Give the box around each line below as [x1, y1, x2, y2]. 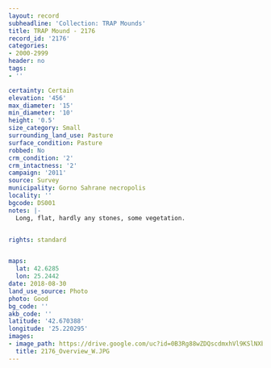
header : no [8, 57, 45, 65]
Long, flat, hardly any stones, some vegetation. [15, 214, 186, 222]
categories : [8, 42, 48, 50]
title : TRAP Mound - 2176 [8, 27, 95, 35]
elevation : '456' [8, 94, 67, 102]
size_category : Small [8, 124, 81, 132]
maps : [8, 257, 27, 266]
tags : [8, 65, 27, 73]
